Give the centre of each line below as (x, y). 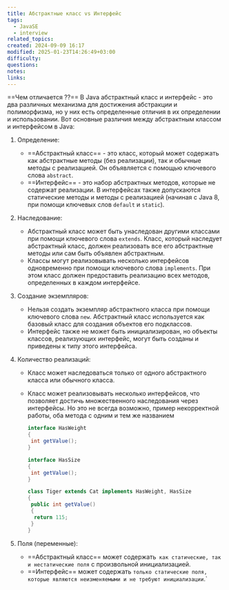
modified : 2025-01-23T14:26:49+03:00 (61, 52)
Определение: (38, 140)
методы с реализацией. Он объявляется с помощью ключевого (122, 168)
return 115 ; (51, 517)
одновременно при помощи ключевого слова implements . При (119, 268)
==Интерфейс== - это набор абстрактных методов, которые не (121, 183)
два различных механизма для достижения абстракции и (92, 105)
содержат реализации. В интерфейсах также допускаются (114, 190)
